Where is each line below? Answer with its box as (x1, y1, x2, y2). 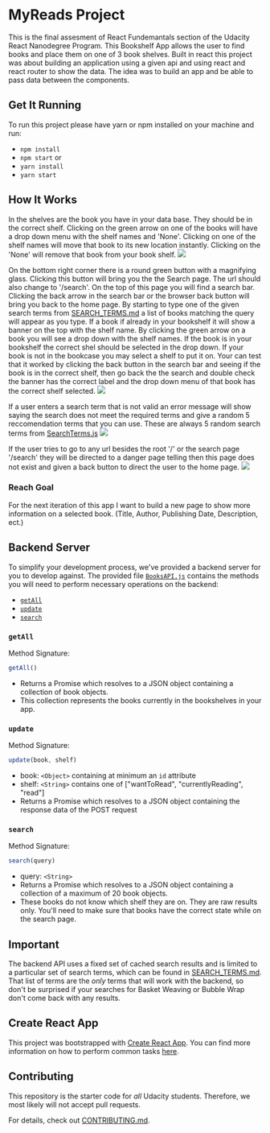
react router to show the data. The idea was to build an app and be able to (8, 66, 254, 76)
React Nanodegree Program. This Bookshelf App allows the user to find (8, 40, 245, 50)
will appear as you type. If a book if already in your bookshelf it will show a (8, 316, 256, 326)
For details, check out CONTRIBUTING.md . (8, 1115, 150, 1125)
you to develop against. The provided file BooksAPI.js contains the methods (8, 570, 260, 581)
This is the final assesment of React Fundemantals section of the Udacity (8, 32, 251, 42)
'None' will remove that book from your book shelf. (8, 250, 177, 259)
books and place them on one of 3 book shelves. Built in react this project (8, 49, 252, 59)
